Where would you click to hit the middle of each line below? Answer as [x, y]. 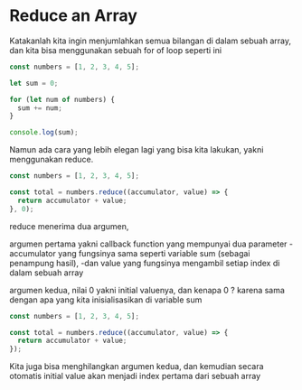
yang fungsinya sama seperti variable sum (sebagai [154, 253]
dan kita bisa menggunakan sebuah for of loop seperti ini [116, 50]
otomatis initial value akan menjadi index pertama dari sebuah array [135, 376]
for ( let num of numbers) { [62, 99]
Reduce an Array [74, 16]
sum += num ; [40, 108]
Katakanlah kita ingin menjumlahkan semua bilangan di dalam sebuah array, [151, 41]
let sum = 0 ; [34, 83]
